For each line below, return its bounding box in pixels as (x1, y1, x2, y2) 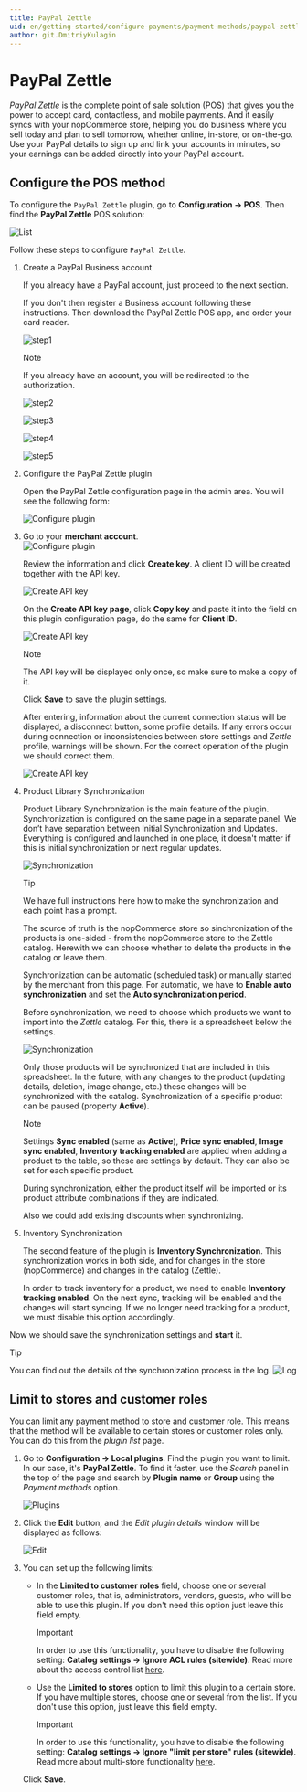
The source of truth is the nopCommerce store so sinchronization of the (22, 923, 294, 934)
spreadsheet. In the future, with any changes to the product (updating (22, 1071, 286, 1083)
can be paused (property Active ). (22, 1100, 150, 1111)
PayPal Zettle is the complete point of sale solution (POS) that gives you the (9, 100, 295, 111)
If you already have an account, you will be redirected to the (22, 370, 249, 381)
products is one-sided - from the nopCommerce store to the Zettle (22, 933, 274, 944)
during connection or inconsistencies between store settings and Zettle (22, 731, 291, 742)
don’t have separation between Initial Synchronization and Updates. (22, 823, 279, 834)
